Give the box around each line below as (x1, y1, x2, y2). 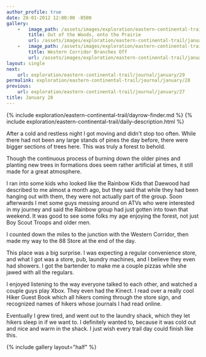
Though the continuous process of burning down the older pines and (6, 155, 181, 162)
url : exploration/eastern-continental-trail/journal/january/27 (17, 89, 185, 95)
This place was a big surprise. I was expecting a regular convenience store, (6, 249, 197, 256)
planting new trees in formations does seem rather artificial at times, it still (6, 161, 193, 169)
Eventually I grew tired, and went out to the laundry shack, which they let (6, 312, 190, 319)
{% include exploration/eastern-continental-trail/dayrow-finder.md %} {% (6, 111, 193, 118)
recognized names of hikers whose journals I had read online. (6, 300, 162, 307)
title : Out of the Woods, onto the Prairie (28, 32, 141, 38)
